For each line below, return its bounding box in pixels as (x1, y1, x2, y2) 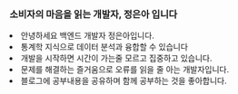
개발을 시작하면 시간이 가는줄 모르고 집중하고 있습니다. (21, 52, 213, 64)
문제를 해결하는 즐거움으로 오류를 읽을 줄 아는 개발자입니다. (21, 64, 230, 75)
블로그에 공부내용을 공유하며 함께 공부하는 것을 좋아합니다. (21, 75, 227, 87)
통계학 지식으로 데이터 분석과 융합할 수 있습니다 (21, 42, 189, 52)
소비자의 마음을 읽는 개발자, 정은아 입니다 (9, 7, 178, 20)
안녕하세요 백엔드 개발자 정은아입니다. (21, 30, 154, 42)
